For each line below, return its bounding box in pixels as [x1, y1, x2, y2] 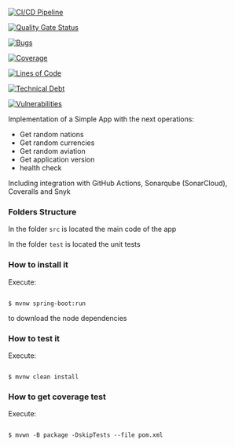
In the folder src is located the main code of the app [8, 225, 177, 234]
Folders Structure [8, 206, 77, 217]
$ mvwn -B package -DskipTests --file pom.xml [8, 431, 163, 439]
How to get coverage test [8, 391, 106, 402]
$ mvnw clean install [8, 373, 79, 381]
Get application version [19, 155, 95, 164]
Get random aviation [19, 147, 86, 155]
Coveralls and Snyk [8, 187, 71, 196]
